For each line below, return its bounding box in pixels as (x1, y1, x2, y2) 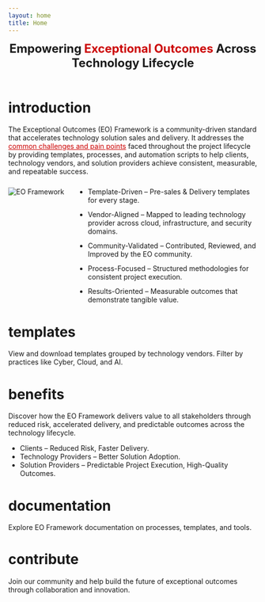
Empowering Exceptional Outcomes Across (9, 40, 257, 56)
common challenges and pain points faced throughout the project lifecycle (8, 142, 251, 151)
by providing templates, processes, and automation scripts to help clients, (8, 150, 249, 159)
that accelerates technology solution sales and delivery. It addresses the (8, 133, 244, 143)
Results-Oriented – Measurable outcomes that (88, 287, 238, 296)
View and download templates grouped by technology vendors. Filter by (8, 349, 244, 359)
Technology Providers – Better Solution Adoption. (19, 452, 180, 462)
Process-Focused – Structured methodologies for (88, 264, 249, 273)
